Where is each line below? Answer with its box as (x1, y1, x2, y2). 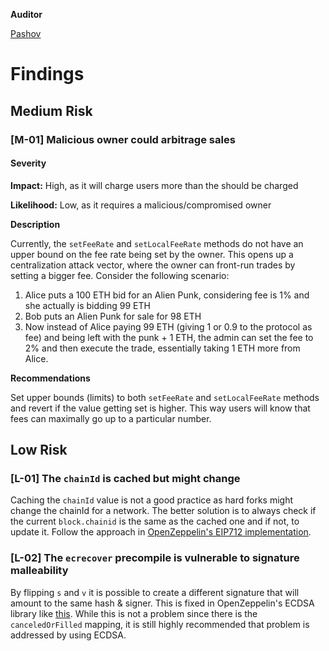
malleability (10, 564, 69, 578)
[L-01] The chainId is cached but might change (10, 472, 241, 486)
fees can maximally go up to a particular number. (10, 412, 212, 424)
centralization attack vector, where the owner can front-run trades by (10, 259, 296, 271)
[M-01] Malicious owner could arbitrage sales (10, 132, 236, 146)
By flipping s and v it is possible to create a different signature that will (10, 586, 300, 598)
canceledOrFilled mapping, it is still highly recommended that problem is (10, 618, 310, 630)
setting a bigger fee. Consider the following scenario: (10, 269, 230, 281)
